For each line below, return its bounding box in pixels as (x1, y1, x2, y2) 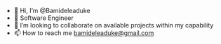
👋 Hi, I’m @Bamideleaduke (13, 7, 91, 14)
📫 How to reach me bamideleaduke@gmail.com (13, 29, 154, 37)
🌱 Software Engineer (13, 14, 74, 22)
